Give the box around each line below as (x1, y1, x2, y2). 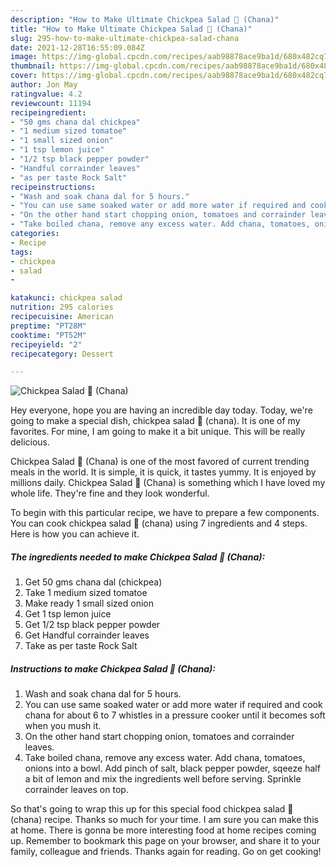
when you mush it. (24, 720, 102, 732)
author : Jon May (10, 80, 78, 90)
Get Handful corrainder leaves (24, 629, 150, 641)
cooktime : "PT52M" (10, 330, 87, 340)
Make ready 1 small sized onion (24, 597, 154, 610)
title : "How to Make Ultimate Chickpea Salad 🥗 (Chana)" (10, 24, 253, 34)
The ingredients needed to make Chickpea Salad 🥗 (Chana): (10, 551, 266, 563)
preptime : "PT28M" (10, 321, 87, 331)
